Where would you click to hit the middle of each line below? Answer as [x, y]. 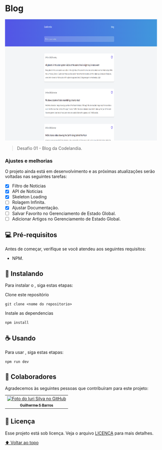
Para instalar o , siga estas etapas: [39, 285]
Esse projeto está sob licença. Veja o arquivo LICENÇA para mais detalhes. [79, 433]
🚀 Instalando [24, 274]
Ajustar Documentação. [35, 208]
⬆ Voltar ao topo [22, 442]
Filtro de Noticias [29, 186]
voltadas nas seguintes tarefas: [36, 177]
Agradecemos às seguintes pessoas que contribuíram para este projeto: [77, 388]
